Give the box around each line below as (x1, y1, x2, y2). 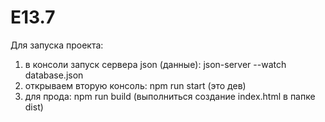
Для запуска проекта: (10, 39, 104, 51)
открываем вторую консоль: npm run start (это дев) (24, 79, 247, 91)
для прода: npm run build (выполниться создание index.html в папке (24, 90, 316, 102)
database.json (24, 69, 84, 81)
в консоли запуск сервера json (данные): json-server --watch (24, 58, 287, 70)
